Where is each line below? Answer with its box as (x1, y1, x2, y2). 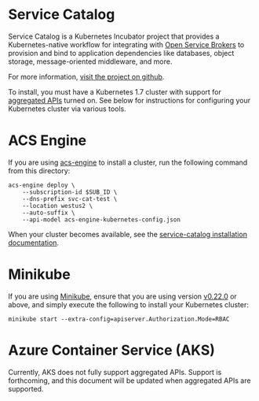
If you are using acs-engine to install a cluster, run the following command (8, 158, 248, 167)
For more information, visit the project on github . (8, 72, 165, 81)
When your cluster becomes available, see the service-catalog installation (8, 229, 247, 239)
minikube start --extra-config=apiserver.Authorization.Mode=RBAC (8, 315, 230, 323)
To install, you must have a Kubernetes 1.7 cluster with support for (8, 87, 222, 96)
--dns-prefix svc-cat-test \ (22, 195, 118, 202)
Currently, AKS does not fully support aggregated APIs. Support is (8, 367, 222, 377)
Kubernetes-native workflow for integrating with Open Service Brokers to (8, 39, 245, 49)
